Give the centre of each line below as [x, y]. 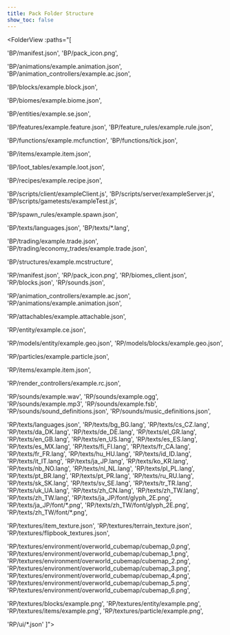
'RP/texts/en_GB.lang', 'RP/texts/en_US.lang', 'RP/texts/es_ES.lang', [102, 439]
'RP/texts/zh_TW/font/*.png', [48, 512]
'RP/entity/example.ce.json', [47, 330]
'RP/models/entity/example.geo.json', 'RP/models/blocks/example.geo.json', [115, 343]
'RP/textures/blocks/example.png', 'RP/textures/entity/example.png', [104, 603]
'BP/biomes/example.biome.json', [54, 100]
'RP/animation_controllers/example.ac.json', [69, 295]
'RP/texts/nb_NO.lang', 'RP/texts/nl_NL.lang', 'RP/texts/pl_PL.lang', [101, 468]
